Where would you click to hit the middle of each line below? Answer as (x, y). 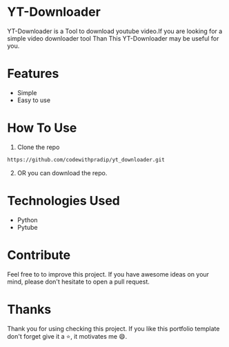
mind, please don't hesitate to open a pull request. (79, 281)
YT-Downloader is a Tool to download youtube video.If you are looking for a (115, 31)
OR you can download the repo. (62, 172)
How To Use (42, 128)
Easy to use (33, 100)
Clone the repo (38, 147)
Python (27, 220)
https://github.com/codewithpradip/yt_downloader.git (86, 159)
